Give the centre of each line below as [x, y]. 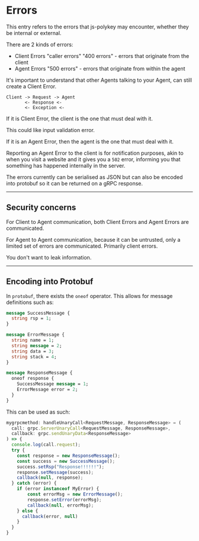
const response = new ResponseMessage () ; [68, 456]
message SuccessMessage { [38, 313]
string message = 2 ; [37, 345]
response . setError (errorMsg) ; [65, 500]
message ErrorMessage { [36, 335]
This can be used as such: [38, 412]
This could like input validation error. [50, 130]
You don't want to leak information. [49, 257]
